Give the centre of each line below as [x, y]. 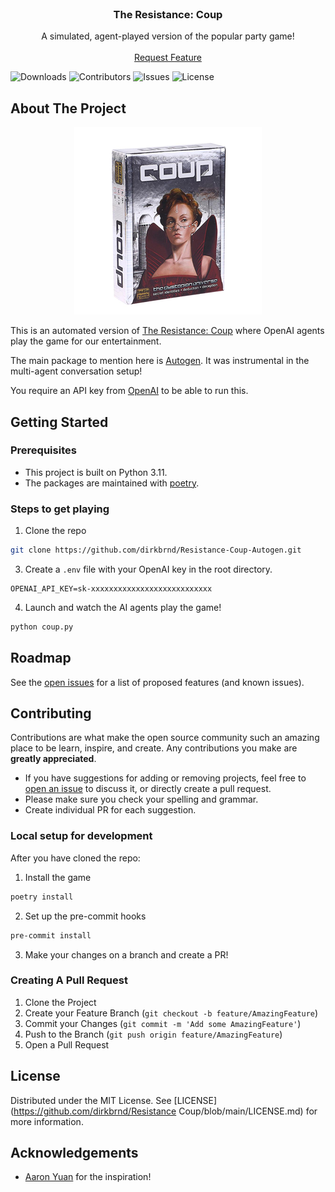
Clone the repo [55, 531]
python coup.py [42, 627]
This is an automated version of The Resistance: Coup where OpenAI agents [167, 331]
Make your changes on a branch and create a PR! [126, 954]
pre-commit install [51, 935]
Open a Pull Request [67, 1044]
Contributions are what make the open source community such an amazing [165, 738]
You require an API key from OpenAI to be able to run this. [129, 391]
